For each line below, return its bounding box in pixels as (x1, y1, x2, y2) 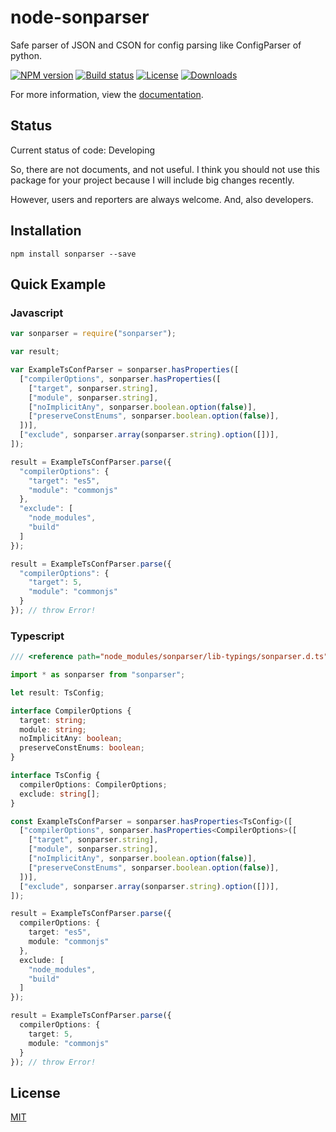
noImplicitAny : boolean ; (19, 734, 123, 744)
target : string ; (19, 715, 87, 725)
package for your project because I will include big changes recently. (10, 174, 295, 186)
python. (10, 49, 42, 61)
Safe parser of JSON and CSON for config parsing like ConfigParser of (10, 39, 302, 51)
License (10, 1084, 61, 1101)
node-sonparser (10, 6, 150, 29)
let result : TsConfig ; (10, 687, 105, 698)
